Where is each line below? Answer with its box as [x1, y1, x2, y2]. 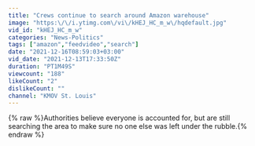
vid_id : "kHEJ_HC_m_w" [8, 26, 83, 34]
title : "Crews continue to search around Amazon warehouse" [8, 11, 210, 20]
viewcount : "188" [8, 70, 65, 78]
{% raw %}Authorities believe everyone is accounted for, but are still [8, 113, 231, 122]
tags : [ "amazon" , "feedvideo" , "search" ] [8, 41, 139, 49]
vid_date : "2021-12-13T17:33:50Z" [8, 56, 122, 64]
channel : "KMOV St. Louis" [8, 92, 97, 100]
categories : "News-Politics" [8, 33, 104, 42]
